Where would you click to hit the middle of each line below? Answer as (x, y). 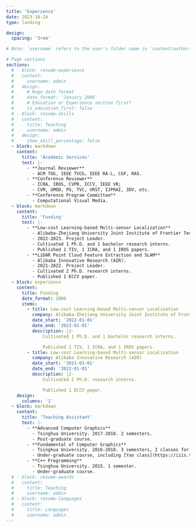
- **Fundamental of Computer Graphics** (77, 445)
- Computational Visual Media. (70, 200)
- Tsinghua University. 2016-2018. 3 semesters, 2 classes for (111, 450)
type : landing (23, 22)
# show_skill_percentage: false (56, 141)
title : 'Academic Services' (56, 157)
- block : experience (36, 282)
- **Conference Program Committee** (71, 195)
